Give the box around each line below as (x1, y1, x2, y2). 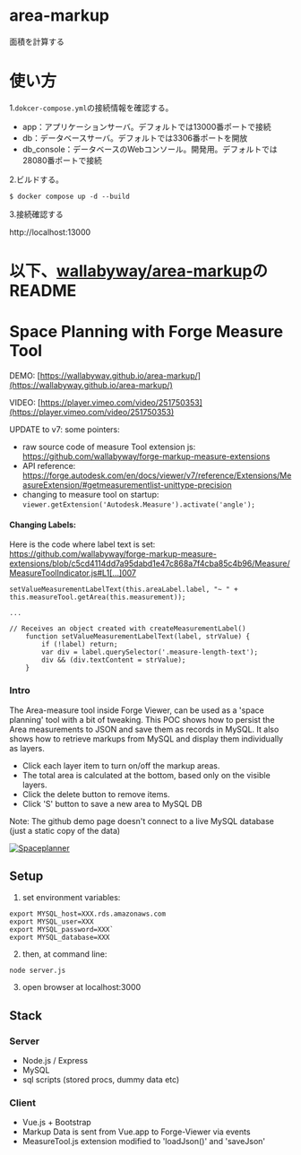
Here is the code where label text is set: (9, 539, 156, 550)
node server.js (9, 966, 66, 976)
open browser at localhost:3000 (21, 982, 142, 993)
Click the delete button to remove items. (21, 788, 170, 799)
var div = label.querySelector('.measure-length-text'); (41, 647, 258, 657)
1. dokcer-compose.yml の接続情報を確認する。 (9, 102, 174, 113)
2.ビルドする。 (9, 174, 64, 185)
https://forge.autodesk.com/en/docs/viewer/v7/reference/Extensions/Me (21, 470, 292, 481)
